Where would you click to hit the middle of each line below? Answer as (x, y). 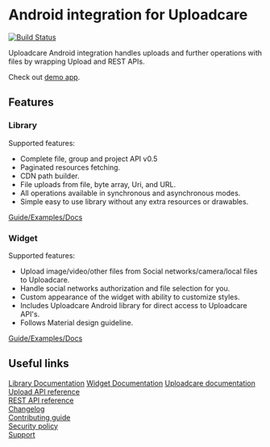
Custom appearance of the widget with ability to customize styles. (130, 297)
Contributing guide (39, 417)
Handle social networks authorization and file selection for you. (125, 288)
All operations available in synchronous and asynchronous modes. (130, 193)
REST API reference (41, 400)
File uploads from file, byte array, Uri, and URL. (98, 184)
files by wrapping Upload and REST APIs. (77, 61)
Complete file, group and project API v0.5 (89, 158)
